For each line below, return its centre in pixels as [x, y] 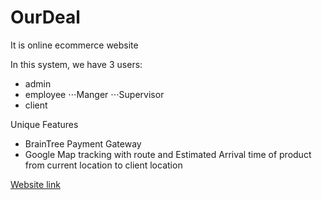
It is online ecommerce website [74, 45]
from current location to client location [103, 165]
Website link [35, 184]
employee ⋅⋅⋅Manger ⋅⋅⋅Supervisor [94, 94]
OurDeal [45, 17]
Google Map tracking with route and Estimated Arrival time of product [168, 154]
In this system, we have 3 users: [76, 64]
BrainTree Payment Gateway [83, 143]
